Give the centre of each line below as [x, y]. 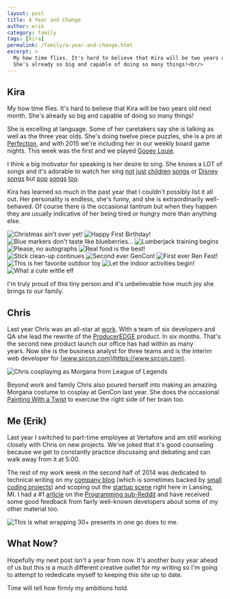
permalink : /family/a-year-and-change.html [70, 45]
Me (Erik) [27, 421]
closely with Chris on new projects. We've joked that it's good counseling [110, 445]
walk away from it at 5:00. [43, 459]
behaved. [21, 207]
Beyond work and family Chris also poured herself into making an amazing [112, 385]
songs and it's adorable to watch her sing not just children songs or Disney [113, 171]
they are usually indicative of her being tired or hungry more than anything [112, 214]
